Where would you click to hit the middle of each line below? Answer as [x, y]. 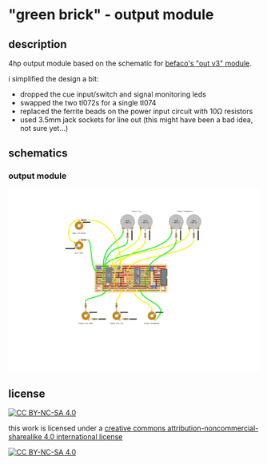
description [38, 44]
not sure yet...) [44, 128]
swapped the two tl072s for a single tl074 [88, 103]
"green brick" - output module [111, 15]
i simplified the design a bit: [54, 79]
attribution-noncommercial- [213, 428]
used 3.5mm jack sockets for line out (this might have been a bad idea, [136, 120]
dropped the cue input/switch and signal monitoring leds [113, 94]
